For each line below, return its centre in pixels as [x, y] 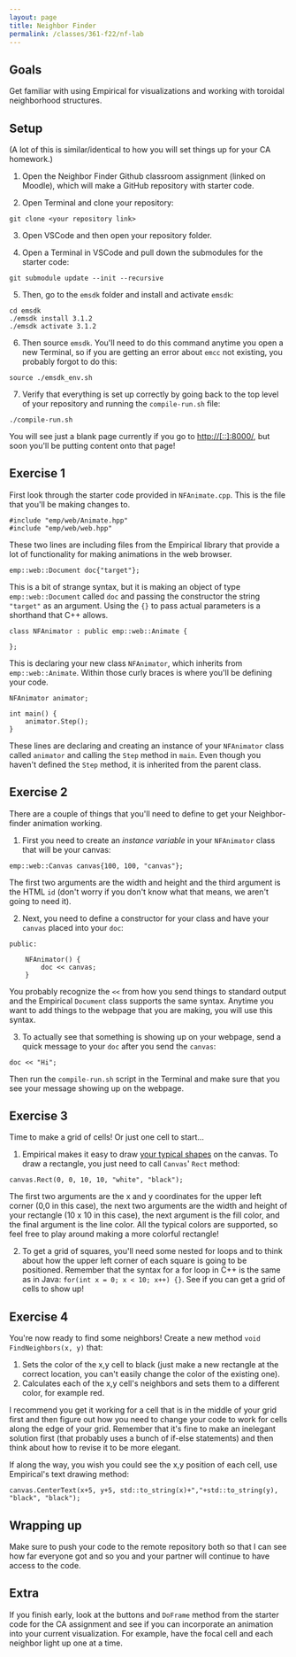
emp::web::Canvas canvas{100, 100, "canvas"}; [96, 866]
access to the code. [45, 1566]
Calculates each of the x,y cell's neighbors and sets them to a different [151, 1383]
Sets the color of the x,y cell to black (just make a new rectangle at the [150, 1365]
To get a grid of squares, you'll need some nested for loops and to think [152, 1251]
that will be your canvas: [66, 849]
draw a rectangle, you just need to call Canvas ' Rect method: [131, 1164]
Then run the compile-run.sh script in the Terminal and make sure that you [144, 1079]
